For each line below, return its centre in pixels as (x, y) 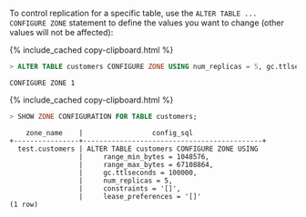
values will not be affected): (61, 32)
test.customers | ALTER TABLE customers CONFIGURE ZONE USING (138, 149)
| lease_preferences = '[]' (140, 196)
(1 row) (24, 204)
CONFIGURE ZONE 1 (42, 83)
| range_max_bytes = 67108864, (146, 164)
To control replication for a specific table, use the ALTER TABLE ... (133, 13)
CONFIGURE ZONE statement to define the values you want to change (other (147, 23)
